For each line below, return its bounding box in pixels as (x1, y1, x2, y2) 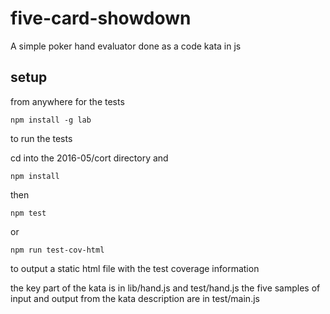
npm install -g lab (10, 115, 92, 125)
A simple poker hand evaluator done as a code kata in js (10, 40, 242, 52)
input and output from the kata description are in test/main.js (10, 292, 260, 304)
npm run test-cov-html (10, 245, 105, 255)
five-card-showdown (10, 7, 192, 30)
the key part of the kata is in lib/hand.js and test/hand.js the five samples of (10, 282, 321, 294)
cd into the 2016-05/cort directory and (10, 152, 169, 164)
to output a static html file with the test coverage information (10, 262, 260, 274)
